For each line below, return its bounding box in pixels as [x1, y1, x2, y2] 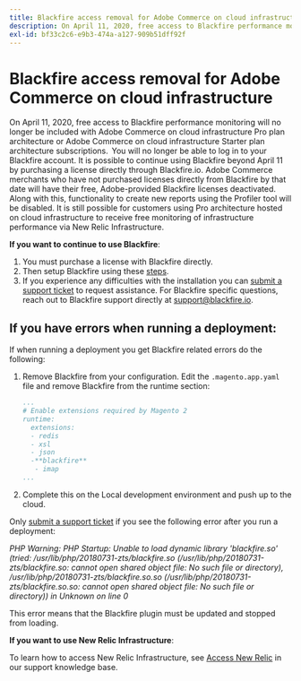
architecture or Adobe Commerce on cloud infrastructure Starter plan [9, 136, 266, 147]
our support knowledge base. [9, 661, 118, 672]
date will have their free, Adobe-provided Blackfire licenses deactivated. [9, 184, 276, 194]
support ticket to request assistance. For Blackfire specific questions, [21, 285, 279, 296]
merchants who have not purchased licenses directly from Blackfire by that [9, 174, 287, 185]
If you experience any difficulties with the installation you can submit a [21, 275, 282, 287]
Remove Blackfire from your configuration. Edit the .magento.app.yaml [21, 371, 280, 382]
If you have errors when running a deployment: [9, 320, 278, 336]
